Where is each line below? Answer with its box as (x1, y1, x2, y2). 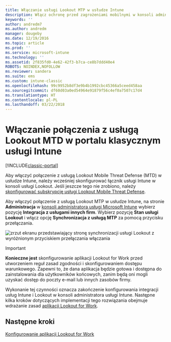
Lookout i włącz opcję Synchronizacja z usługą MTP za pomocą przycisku (5, 215, 163, 221)
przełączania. (5, 220, 34, 226)
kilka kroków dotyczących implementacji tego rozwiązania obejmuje (5, 297, 148, 303)
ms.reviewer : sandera (5, 69, 51, 74)
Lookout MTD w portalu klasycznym (5, 135, 161, 147)
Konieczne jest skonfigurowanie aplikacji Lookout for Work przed (5, 255, 143, 261)
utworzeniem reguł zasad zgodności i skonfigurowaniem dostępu (5, 261, 142, 267)
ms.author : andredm (5, 26, 47, 32)
